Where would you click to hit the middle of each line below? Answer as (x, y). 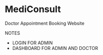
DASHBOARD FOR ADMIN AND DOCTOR (55, 48)
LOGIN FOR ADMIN (33, 43)
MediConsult (33, 9)
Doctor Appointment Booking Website (45, 23)
